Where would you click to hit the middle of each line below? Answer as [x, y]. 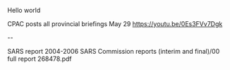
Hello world [24, 10]
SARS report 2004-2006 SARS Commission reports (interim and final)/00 [114, 51]
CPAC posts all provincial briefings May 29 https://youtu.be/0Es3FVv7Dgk [115, 24]
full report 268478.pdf [40, 59]
